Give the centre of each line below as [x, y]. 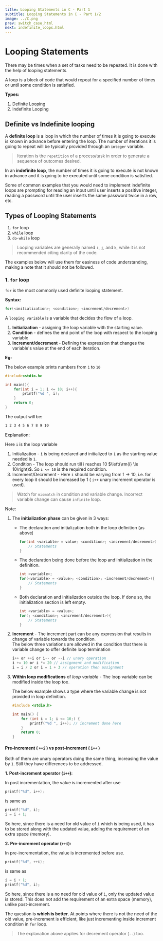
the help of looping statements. [36, 71]
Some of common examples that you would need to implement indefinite [78, 185]
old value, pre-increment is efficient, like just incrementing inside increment [81, 919]
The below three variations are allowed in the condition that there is [80, 644]
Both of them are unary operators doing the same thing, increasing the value [82, 759]
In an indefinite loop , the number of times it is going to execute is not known [82, 170]
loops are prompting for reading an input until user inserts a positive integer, [81, 190]
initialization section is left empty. [53, 602]
